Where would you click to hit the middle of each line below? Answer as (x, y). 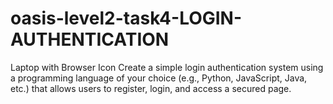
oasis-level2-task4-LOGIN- (126, 18)
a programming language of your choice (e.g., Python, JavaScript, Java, (159, 78)
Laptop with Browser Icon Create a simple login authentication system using (167, 67)
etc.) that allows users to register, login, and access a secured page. (151, 88)
